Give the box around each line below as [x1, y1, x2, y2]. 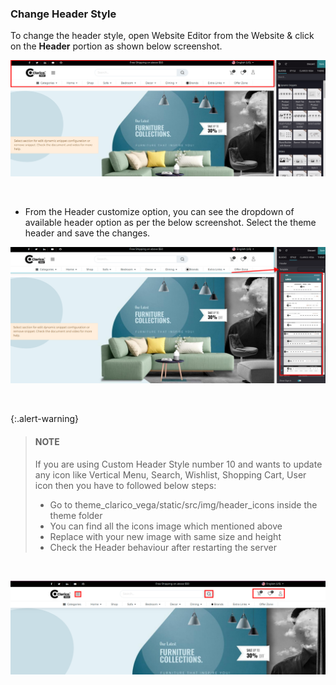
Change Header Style [10, 7, 117, 21]
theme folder [49, 509, 103, 521]
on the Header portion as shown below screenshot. [10, 40, 223, 52]
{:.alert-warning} [10, 413, 79, 425]
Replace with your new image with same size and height [49, 530, 282, 542]
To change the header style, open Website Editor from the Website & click [10, 30, 315, 42]
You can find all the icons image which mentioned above [49, 520, 283, 532]
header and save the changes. [24, 227, 151, 239]
